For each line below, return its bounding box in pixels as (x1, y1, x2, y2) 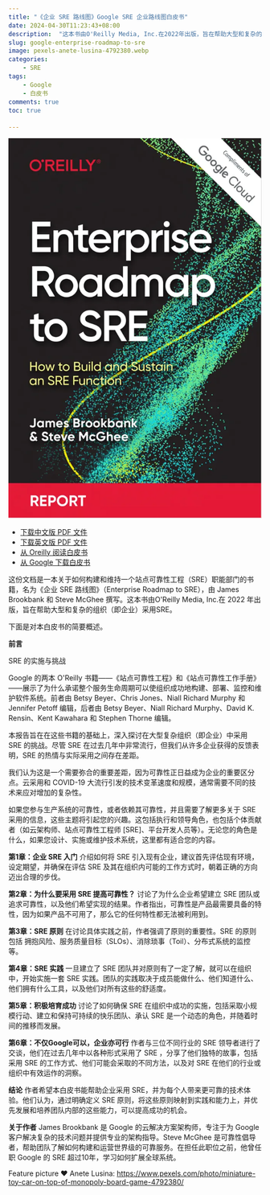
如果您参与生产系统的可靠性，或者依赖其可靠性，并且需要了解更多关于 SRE (8, 804, 256, 814)
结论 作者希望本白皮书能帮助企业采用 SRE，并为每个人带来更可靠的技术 (8, 1085, 244, 1094)
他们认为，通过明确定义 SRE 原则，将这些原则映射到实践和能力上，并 (22, 1094, 252, 1105)
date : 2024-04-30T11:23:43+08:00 (8, 21, 121, 30)
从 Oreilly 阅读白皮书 (19, 547, 88, 556)
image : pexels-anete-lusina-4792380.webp (8, 47, 149, 55)
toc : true (8, 106, 42, 114)
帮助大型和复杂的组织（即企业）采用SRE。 (35, 604, 177, 614)
